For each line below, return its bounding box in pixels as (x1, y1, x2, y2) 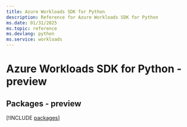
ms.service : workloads (6, 36, 63, 42)
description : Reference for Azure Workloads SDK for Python (6, 14, 159, 20)
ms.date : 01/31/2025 (6, 20, 58, 26)
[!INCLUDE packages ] (6, 114, 60, 121)
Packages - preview (6, 98, 82, 109)
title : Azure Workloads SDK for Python (6, 8, 105, 15)
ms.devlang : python (6, 31, 55, 37)
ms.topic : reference (6, 25, 58, 32)
